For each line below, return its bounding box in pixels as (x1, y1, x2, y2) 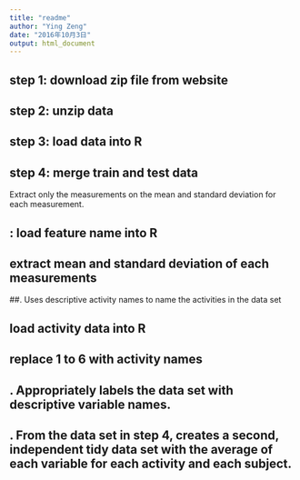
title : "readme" (9, 13, 71, 23)
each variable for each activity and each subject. (9, 456, 293, 471)
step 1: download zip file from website (9, 72, 229, 87)
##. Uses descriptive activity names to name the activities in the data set (9, 295, 282, 305)
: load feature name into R (9, 225, 158, 241)
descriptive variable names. (9, 396, 171, 412)
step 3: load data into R (9, 134, 143, 150)
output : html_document (9, 38, 95, 48)
